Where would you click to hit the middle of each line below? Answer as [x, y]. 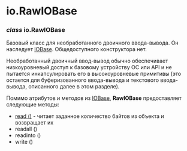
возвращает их [34, 123]
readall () [26, 129]
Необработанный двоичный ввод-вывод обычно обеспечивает [87, 61]
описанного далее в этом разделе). [74, 87]
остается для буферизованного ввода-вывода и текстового [83, 80]
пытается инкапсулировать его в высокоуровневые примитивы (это [94, 74]
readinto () [28, 135]
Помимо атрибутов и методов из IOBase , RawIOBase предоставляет [94, 98]
